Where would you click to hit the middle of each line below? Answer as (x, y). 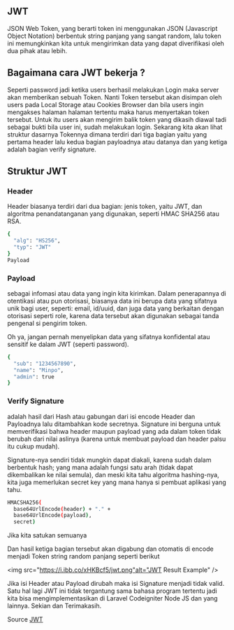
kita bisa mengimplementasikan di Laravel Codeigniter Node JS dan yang (112, 598)
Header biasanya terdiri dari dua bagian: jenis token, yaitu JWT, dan (105, 207)
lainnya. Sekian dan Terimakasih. (54, 606)
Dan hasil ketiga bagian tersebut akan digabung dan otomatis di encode (111, 549)
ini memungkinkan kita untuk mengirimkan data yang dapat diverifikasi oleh (116, 43)
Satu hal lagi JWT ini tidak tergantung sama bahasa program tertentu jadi (112, 591)
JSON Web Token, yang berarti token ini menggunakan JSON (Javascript (112, 28)
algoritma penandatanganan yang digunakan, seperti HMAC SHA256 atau (114, 214)
